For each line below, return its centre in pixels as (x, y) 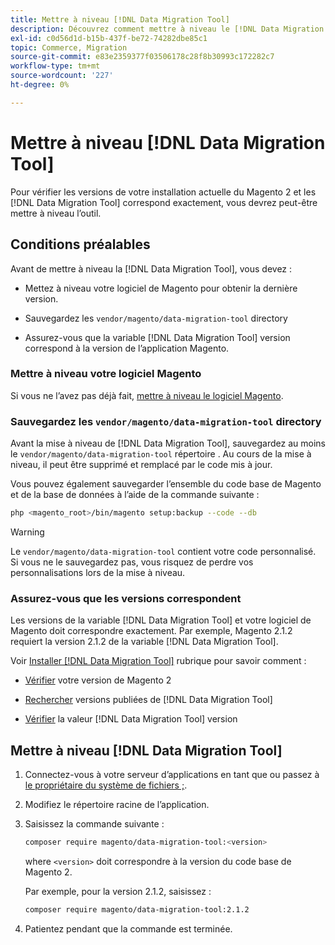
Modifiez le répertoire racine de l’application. (117, 805)
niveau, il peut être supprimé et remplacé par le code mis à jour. (141, 465)
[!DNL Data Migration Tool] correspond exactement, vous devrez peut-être (164, 202)
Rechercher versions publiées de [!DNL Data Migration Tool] (148, 700)
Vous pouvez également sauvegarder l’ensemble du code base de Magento (166, 484)
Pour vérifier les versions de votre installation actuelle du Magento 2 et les (163, 192)
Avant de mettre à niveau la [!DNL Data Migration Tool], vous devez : (151, 268)
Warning (27, 532)
